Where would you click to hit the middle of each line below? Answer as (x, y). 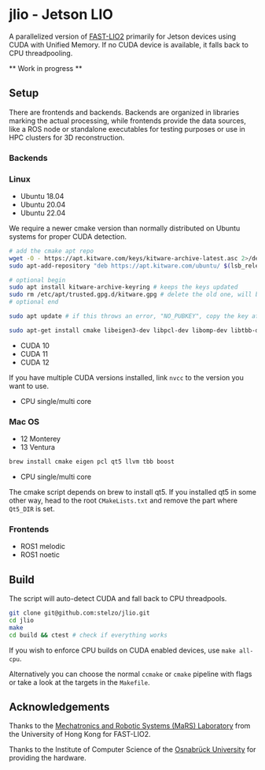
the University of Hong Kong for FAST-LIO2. (80, 734)
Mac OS (24, 421)
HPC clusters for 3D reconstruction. (67, 137)
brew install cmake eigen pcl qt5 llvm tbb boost (92, 462)
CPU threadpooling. (41, 53)
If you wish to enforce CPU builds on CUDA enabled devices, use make (123, 650)
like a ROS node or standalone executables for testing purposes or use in (127, 129)
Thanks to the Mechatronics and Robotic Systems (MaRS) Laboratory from (130, 726)
